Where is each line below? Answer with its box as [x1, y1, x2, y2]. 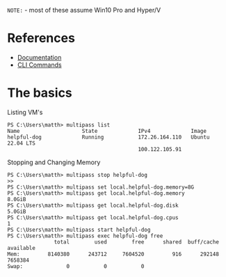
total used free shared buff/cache [54, 238, 219, 246]
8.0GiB [7, 196, 26, 203]
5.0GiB [7, 208, 26, 215]
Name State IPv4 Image [7, 127, 207, 134]
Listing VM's [7, 108, 43, 116]
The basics [7, 85, 73, 101]
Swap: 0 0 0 [7, 262, 145, 270]
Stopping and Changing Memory [7, 158, 101, 166]
